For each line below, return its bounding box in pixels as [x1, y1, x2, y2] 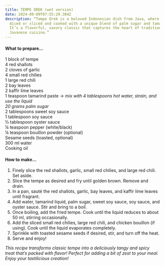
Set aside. [12, 173, 33, 179]
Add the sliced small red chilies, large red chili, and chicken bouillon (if [12, 220, 155, 226]
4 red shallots [5, 62, 33, 67]
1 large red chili [5, 77, 36, 83]
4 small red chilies [5, 72, 42, 78]
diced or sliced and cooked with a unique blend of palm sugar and [9, 21, 151, 26]
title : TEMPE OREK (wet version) [5, 7, 74, 12]
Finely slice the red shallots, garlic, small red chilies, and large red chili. [12, 167, 156, 173]
